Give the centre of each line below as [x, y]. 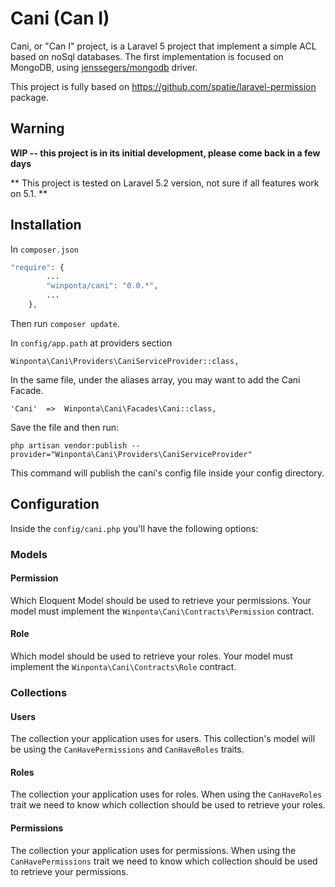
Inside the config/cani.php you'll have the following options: [134, 528]
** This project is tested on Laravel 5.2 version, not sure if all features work [165, 183]
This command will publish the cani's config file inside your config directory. [167, 473]
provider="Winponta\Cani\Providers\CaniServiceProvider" [131, 454]
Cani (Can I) [60, 18]
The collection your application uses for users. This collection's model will [163, 739]
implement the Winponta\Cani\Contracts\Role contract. [123, 667]
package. [29, 97]
